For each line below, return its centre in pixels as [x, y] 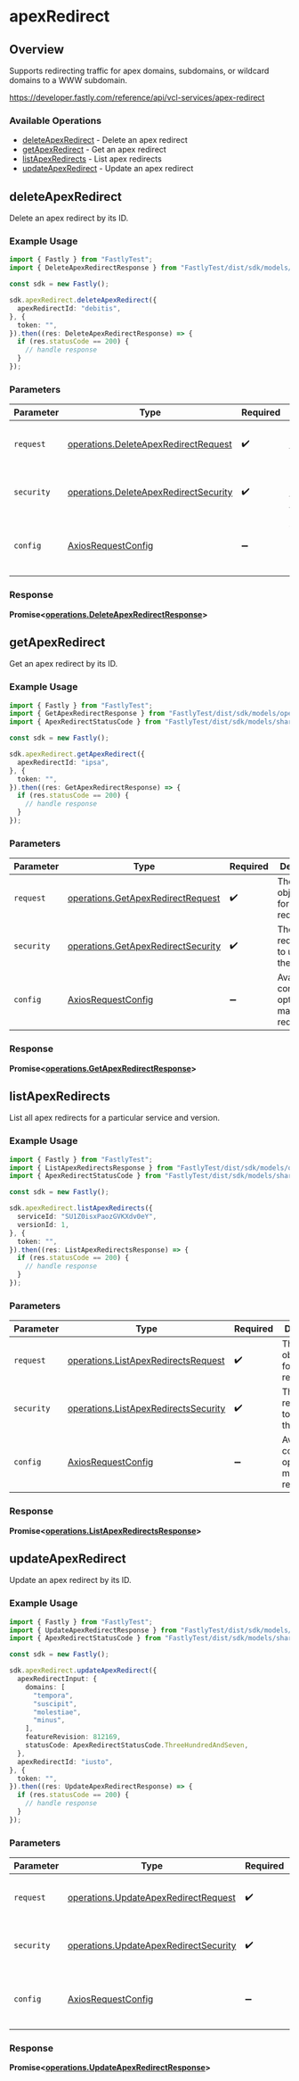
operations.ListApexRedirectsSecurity [146, 1409]
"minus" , [49, 1720]
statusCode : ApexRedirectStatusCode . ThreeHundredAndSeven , [137, 1745]
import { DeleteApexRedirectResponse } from [93, 268]
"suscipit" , [55, 1704]
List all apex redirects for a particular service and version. [115, 1118]
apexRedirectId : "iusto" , [65, 1762]
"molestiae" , [57, 1712]
